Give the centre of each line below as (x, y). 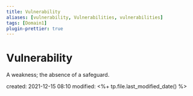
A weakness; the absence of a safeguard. (58, 75)
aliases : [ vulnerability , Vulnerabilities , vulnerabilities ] (85, 17)
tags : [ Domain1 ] (27, 23)
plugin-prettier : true (35, 28)
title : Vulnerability (33, 12)
